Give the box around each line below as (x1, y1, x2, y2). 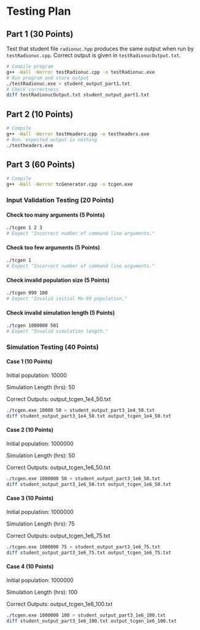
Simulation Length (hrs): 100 (6, 588, 78, 596)
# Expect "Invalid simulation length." (6, 328, 109, 334)
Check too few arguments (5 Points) (6, 244, 100, 251)
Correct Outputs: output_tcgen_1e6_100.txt (6, 600, 113, 607)
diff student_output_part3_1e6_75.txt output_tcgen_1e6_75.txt (6, 550, 172, 556)
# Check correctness (6, 86, 60, 93)
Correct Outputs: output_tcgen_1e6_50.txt (6, 464, 110, 471)
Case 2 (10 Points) (6, 426, 54, 434)
